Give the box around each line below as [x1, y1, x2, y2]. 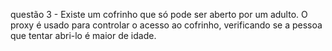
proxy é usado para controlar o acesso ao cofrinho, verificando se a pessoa [10, 19, 323, 31]
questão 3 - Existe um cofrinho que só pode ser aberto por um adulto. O [10, 9, 308, 20]
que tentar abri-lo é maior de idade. [10, 30, 157, 41]
